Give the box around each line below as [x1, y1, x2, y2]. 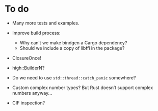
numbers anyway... [12, 90, 52, 96]
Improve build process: [12, 30, 61, 36]
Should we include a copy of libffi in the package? [19, 45, 125, 51]
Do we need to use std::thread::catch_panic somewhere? [12, 74, 136, 80]
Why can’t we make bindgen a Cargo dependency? [19, 39, 127, 46]
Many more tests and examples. [12, 20, 80, 26]
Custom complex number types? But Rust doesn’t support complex [12, 85, 153, 91]
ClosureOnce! [12, 54, 41, 61]
